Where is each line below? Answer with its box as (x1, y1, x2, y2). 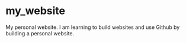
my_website (5, 4, 66, 18)
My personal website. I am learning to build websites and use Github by (5, 24, 180, 31)
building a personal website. (5, 29, 75, 37)
